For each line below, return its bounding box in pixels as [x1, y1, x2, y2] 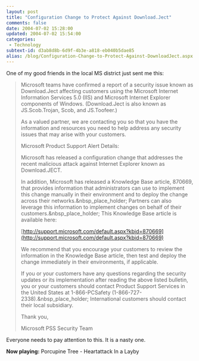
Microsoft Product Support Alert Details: [20, 142, 120, 149]
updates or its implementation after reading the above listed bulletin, [20, 276, 189, 283]
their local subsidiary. [20, 301, 74, 308]
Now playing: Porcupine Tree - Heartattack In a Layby [6, 347, 139, 355]
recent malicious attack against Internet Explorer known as [20, 160, 165, 167]
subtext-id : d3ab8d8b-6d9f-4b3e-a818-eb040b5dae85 [6, 48, 135, 54]
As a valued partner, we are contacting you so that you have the [20, 118, 178, 125]
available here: [20, 216, 57, 223]
